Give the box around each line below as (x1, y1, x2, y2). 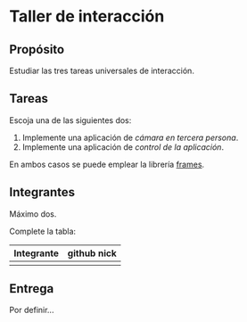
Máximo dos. (9, 208, 57, 219)
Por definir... (9, 305, 54, 316)
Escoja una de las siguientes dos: (9, 114, 132, 126)
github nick (67, 247, 118, 260)
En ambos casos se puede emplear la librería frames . (9, 159, 205, 169)
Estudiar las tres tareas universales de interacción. (9, 65, 194, 76)
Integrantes (9, 185, 76, 200)
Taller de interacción (9, 6, 165, 27)
